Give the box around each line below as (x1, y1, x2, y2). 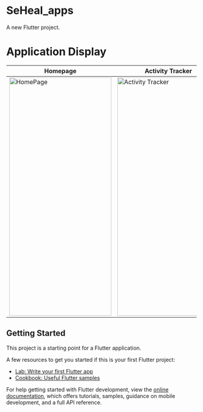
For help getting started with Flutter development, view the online (6, 385, 169, 393)
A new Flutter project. (6, 24, 60, 31)
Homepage (44, 67, 77, 75)
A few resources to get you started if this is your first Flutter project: (6, 356, 175, 363)
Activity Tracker (144, 67, 192, 75)
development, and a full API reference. (6, 399, 102, 406)
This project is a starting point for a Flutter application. (6, 344, 141, 352)
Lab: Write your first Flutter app (14, 367, 94, 375)
